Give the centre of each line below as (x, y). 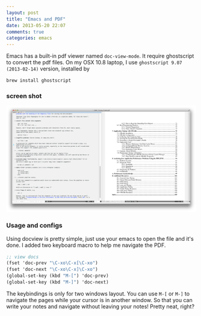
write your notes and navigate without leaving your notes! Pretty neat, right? (100, 306)
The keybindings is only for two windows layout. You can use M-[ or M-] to (98, 293)
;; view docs (23, 257)
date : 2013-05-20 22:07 (36, 25)
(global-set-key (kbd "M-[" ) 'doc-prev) (58, 276)
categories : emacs (29, 38)
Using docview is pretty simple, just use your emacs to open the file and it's (100, 238)
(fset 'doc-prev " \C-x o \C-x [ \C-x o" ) (52, 263)
